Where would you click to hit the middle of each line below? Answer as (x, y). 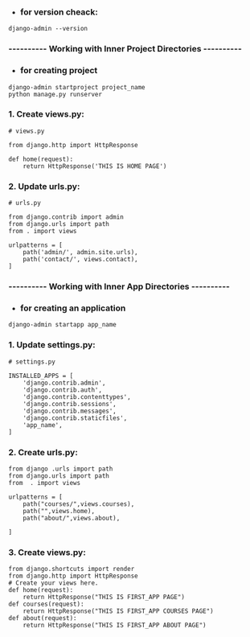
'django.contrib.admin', (64, 383)
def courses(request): (46, 604)
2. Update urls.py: (44, 186)
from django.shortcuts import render (72, 569)
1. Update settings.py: (52, 345)
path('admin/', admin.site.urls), (80, 253)
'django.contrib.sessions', (70, 404)
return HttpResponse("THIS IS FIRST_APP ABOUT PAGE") (115, 626)
